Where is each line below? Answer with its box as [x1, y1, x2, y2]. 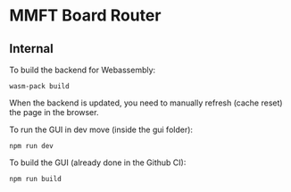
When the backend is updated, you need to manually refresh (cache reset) [9, 97, 283, 108]
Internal [9, 41, 54, 56]
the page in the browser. [9, 107, 99, 117]
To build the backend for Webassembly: [9, 64, 156, 75]
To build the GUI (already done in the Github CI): [9, 157, 187, 168]
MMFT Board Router [9, 5, 162, 26]
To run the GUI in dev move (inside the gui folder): [9, 124, 194, 135]
